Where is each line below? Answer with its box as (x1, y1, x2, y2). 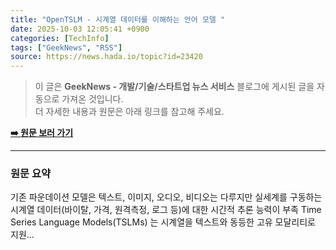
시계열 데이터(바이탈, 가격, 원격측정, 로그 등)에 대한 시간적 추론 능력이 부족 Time (10, 204, 322, 216)
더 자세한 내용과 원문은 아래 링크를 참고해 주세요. (34, 106, 225, 118)
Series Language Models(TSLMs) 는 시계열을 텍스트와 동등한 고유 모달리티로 (10, 216, 316, 228)
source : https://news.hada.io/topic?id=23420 (10, 52, 203, 62)
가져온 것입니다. (61, 93, 124, 105)
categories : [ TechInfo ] (10, 33, 110, 43)
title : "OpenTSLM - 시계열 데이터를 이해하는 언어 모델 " (10, 14, 226, 25)
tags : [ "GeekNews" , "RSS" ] (10, 42, 123, 53)
